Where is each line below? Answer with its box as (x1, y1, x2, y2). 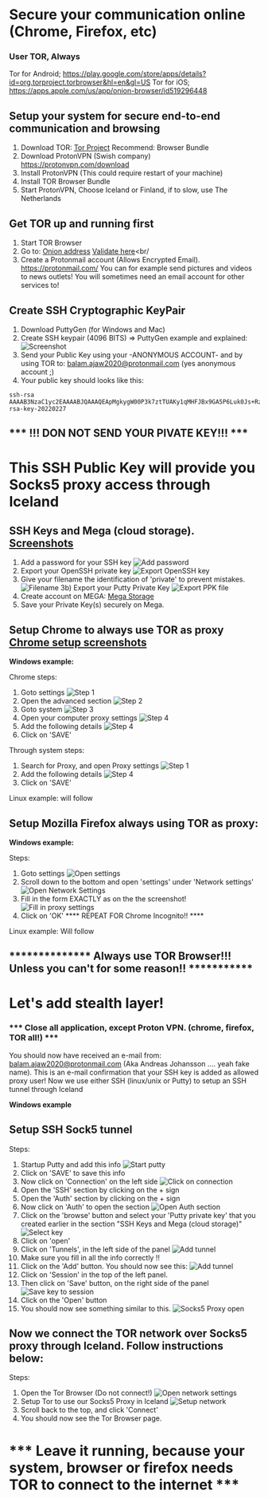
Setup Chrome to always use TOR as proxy (9, 623, 224, 637)
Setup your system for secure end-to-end (9, 109, 221, 123)
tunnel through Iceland (9, 1084, 84, 1094)
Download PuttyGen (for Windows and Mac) (20, 325, 165, 334)
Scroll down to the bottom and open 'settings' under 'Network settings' (20, 877, 254, 886)
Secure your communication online (9, 6, 246, 24)
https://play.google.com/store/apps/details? (62, 69, 207, 79)
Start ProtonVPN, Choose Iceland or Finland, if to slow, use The (20, 185, 228, 195)
